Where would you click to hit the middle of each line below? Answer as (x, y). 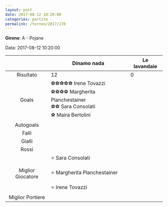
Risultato (27, 75)
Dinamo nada (88, 63)
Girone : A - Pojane (24, 38)
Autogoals (27, 125)
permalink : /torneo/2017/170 (35, 24)
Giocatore (27, 176)
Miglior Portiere (27, 197)
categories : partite (27, 19)
